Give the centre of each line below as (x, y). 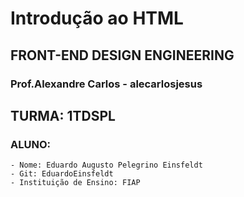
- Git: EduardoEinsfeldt (62, 174)
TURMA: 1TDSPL (63, 115)
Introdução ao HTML (97, 18)
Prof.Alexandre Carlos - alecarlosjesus (106, 84)
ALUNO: (30, 144)
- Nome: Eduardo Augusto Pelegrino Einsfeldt (106, 165)
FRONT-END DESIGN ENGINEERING (122, 55)
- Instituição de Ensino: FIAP (75, 183)
